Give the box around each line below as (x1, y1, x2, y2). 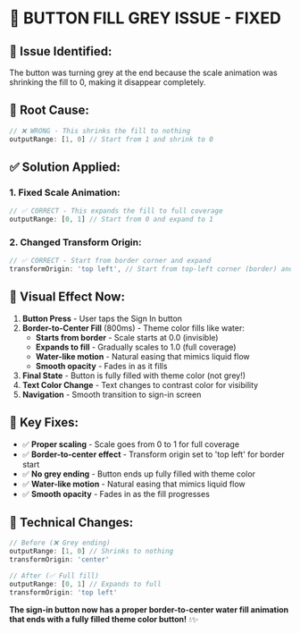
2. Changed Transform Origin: (9, 236, 142, 249)
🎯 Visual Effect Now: (9, 290, 125, 305)
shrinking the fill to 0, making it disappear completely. (9, 77, 206, 88)
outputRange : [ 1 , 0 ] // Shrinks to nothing (9, 547, 174, 556)
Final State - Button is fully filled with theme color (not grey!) (21, 370, 246, 381)
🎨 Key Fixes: (9, 415, 79, 430)
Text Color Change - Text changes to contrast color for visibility (21, 379, 259, 390)
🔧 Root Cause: (9, 103, 89, 118)
